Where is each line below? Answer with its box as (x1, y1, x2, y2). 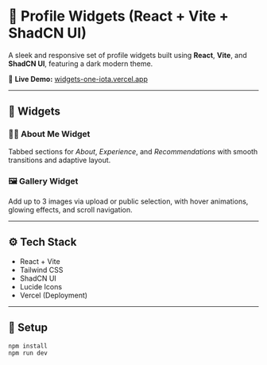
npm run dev (8, 349, 48, 357)
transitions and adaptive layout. (8, 155, 111, 165)
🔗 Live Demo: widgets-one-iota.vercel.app (8, 74, 149, 83)
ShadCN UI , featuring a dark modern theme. (8, 59, 153, 68)
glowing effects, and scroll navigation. (8, 204, 133, 214)
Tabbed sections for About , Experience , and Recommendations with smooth (8, 146, 258, 156)
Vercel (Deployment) (19, 290, 88, 300)
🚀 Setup (8, 321, 48, 335)
